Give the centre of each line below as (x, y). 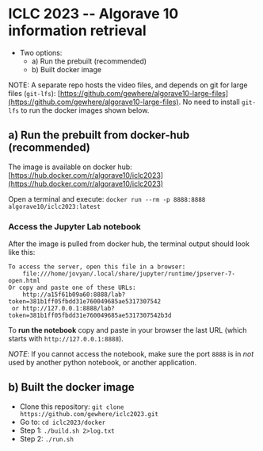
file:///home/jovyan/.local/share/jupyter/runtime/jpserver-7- (129, 274)
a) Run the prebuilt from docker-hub (99, 135)
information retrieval (77, 31)
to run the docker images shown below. (85, 110)
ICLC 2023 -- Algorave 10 (93, 14)
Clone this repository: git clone (72, 407)
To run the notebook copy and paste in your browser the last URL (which (128, 330)
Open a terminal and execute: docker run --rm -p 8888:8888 (107, 199)
